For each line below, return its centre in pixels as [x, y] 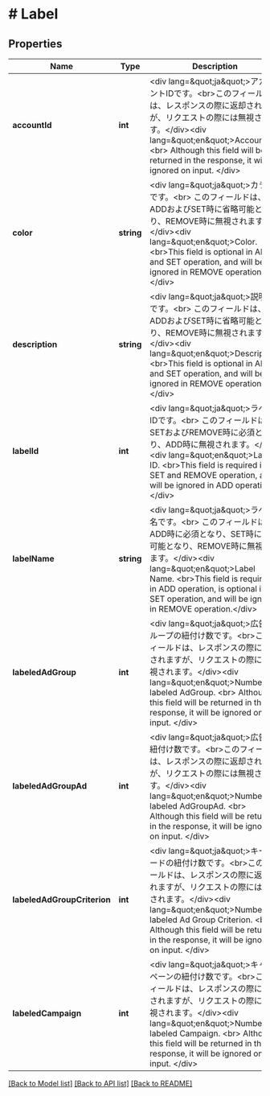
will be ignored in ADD [192, 485]
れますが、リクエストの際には [206, 887]
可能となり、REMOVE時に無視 [207, 546]
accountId [32, 125]
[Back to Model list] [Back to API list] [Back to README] [100, 1084]
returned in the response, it [201, 160]
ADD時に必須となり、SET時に [206, 534]
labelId [26, 451]
